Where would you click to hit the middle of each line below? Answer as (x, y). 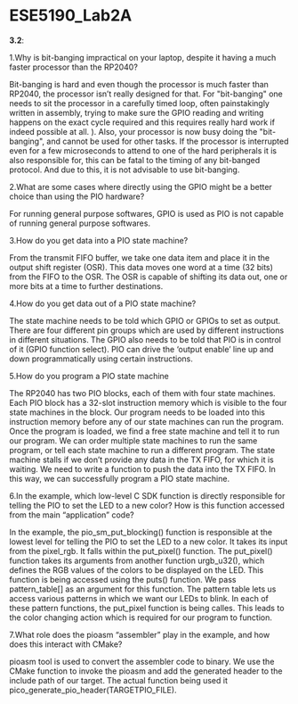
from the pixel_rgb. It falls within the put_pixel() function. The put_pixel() (141, 551)
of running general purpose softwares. (80, 223)
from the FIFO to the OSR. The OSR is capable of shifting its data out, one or (149, 277)
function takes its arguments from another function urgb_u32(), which (137, 560)
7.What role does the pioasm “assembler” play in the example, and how (140, 634)
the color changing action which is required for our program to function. (141, 617)
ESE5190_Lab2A (71, 16)
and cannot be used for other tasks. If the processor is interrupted (168, 141)
